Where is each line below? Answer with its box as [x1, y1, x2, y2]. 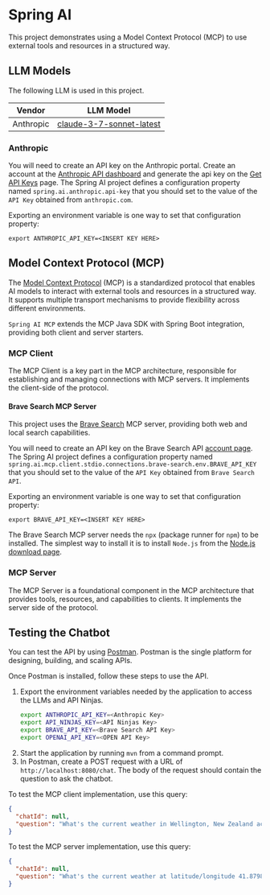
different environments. [8, 303, 86, 313]
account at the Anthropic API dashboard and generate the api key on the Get [8, 169, 262, 179]
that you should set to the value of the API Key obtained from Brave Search [8, 468, 255, 477]
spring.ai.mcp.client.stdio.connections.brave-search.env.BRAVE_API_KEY [8, 460, 257, 468]
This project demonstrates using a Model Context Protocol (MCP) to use [8, 32, 247, 42]
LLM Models [8, 64, 71, 78]
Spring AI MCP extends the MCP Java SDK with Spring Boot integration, [8, 319, 245, 328]
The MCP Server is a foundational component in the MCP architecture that [8, 585, 255, 595]
